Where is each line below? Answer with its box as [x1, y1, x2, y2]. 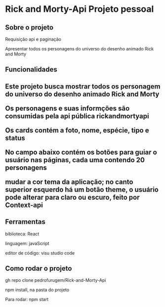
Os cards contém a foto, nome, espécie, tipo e [5, 126, 149, 134]
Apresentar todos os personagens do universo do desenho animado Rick [5, 46, 154, 51]
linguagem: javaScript [5, 240, 49, 246]
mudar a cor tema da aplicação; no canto [5, 177, 133, 186]
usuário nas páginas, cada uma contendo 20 [5, 156, 145, 164]
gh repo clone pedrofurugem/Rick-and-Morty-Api [5, 277, 106, 283]
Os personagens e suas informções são [5, 104, 130, 112]
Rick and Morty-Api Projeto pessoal [5, 3, 154, 15]
